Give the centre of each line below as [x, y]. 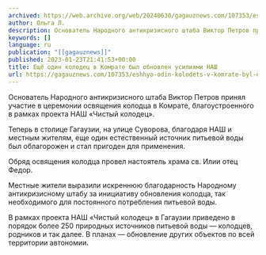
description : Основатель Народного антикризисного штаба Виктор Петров [129, 30]
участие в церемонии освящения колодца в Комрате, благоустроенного [131, 105]
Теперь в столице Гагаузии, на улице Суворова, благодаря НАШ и [120, 129]
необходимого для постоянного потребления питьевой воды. [113, 202]
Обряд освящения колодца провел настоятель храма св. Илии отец [123, 161]
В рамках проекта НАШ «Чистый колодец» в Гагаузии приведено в [122, 217]
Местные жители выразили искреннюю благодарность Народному [122, 185]
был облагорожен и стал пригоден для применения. [97, 146]
